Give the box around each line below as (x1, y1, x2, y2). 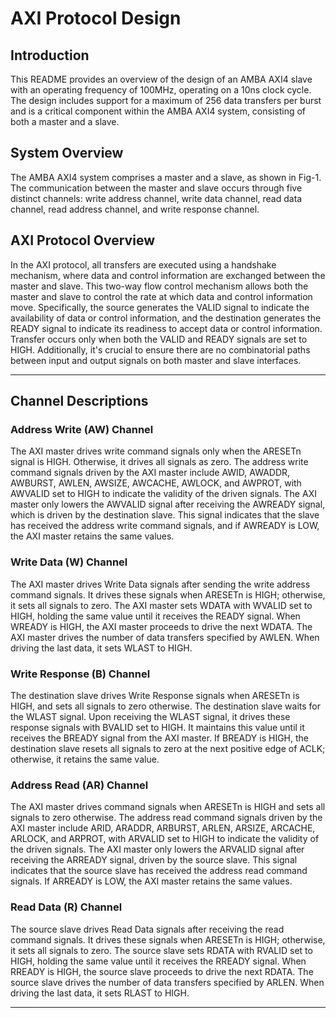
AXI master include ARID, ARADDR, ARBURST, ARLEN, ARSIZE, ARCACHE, (10, 822, 316, 834)
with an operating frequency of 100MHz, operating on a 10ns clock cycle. (10, 84, 312, 96)
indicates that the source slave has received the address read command (10, 865, 308, 877)
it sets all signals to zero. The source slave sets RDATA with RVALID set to (10, 944, 313, 956)
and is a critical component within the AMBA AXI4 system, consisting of (10, 105, 307, 117)
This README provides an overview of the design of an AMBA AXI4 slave (10, 73, 313, 85)
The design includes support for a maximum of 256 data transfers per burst (10, 95, 322, 106)
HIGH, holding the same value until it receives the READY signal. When (10, 610, 301, 622)
